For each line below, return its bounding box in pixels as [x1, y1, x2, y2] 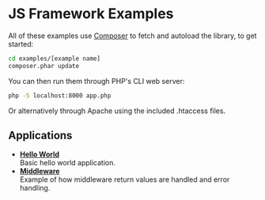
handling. [19, 183, 51, 193]
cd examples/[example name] [8, 55, 101, 62]
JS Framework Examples [8, 5, 174, 23]
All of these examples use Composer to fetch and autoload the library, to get [8, 31, 257, 40]
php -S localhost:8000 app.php [8, 92, 112, 100]
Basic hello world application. [19, 158, 116, 168]
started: [8, 39, 34, 48]
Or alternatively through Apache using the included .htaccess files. [8, 106, 226, 115]
